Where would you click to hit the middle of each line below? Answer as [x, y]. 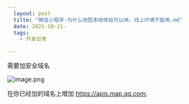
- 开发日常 [33, 39]
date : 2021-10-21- [40, 26]
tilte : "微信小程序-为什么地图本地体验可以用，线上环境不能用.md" [98, 20]
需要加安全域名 [28, 65]
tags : [21, 33]
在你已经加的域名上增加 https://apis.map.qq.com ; [77, 94]
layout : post [32, 13]
